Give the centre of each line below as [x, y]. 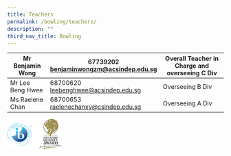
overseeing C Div [192, 73]
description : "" [30, 29]
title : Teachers [30, 14]
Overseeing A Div [187, 103]
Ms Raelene [26, 100]
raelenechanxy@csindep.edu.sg [96, 107]
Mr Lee [20, 83]
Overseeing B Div [187, 86]
